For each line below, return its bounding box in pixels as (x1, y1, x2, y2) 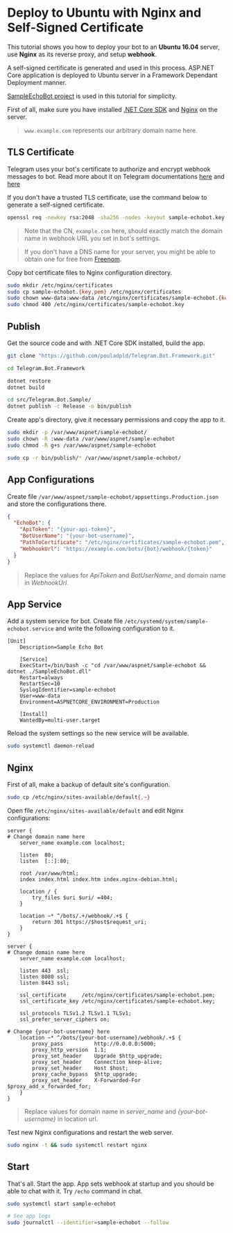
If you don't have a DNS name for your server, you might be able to (24, 247, 216, 255)
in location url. (57, 1115, 98, 1123)
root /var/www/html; (19, 870, 79, 877)
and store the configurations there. (7, 500, 107, 508)
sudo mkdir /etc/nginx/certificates (7, 282, 113, 289)
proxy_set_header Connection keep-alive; (32, 1058, 163, 1065)
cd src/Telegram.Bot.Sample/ (7, 397, 92, 404)
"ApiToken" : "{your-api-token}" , (19, 526, 116, 533)
